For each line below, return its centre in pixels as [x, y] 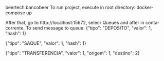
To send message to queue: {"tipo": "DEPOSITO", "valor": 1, [89, 28]
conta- [153, 23]
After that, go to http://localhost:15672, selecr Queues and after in [75, 23]
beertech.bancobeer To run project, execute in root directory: [70, 7]
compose [15, 13]
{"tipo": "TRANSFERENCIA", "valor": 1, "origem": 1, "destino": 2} [72, 53]
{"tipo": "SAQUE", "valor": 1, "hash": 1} [46, 43]
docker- [145, 7]
